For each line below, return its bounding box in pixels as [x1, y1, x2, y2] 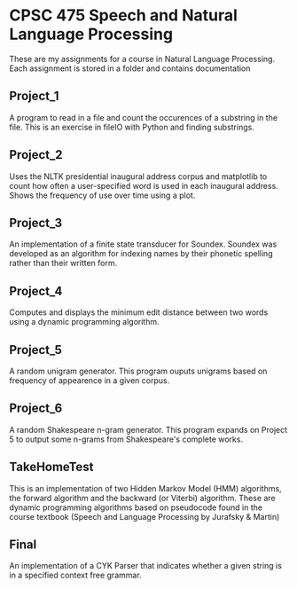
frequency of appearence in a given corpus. [9, 375, 170, 386]
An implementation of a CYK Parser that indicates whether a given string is [9, 561, 282, 571]
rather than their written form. [9, 258, 118, 269]
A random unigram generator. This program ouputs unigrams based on [9, 365, 268, 376]
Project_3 [9, 215, 63, 231]
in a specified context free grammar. [9, 569, 142, 581]
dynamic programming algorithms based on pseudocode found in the [9, 502, 263, 513]
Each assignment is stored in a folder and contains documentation [9, 63, 251, 74]
